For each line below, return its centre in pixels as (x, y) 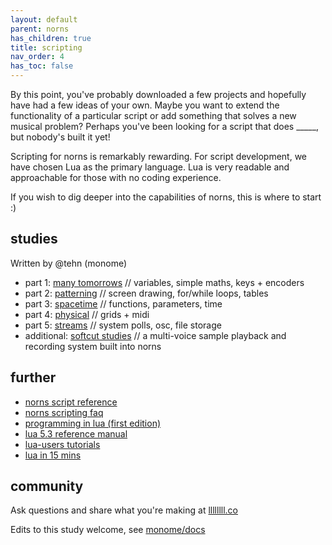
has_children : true (51, 38)
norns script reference (71, 402)
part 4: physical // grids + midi (87, 314)
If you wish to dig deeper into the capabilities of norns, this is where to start (166, 197)
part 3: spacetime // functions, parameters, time (123, 303)
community (47, 486)
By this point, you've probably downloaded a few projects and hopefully (158, 94)
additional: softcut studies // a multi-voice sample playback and (155, 335)
